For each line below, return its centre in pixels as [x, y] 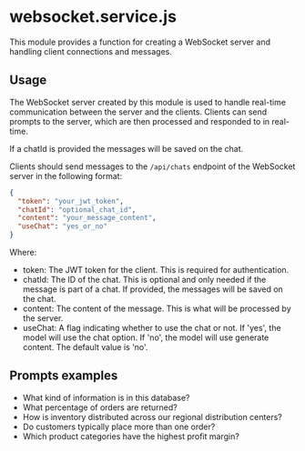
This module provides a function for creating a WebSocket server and [140, 42]
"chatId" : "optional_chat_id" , [77, 210]
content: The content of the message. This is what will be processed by [157, 308]
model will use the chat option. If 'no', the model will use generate [146, 337]
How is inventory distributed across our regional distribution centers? [152, 416]
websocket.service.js [93, 17]
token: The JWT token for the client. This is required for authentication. [156, 270]
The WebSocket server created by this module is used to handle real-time [148, 102]
